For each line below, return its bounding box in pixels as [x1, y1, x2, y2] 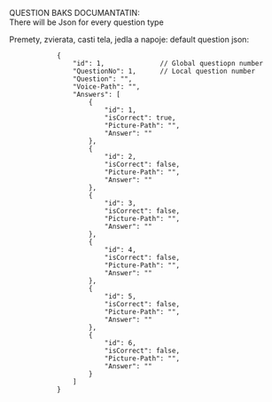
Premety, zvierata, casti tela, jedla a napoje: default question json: [9, 35, 250, 44]
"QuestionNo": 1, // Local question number [72, 67, 255, 75]
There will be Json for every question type [9, 17, 164, 28]
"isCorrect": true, [104, 114, 176, 122]
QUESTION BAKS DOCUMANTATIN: [9, 8, 140, 18]
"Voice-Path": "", [72, 83, 141, 91]
